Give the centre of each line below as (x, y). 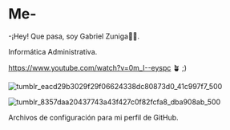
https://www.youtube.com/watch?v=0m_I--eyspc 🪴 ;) (97, 67)
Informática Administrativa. (53, 51)
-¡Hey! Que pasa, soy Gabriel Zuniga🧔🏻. (74, 36)
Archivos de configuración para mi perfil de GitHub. (93, 117)
